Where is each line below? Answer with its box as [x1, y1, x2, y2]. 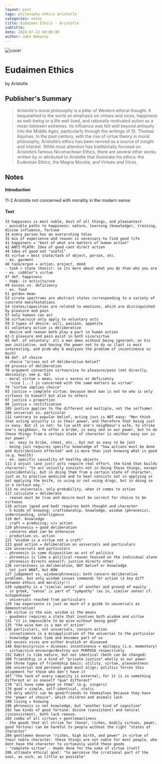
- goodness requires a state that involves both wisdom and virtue [5, 615, 145, 619]
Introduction [5, 186, 31, 192]
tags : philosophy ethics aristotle [5, 12, 77, 17]
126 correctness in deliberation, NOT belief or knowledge [5, 564, 127, 568]
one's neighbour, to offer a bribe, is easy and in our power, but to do [5, 428, 158, 432]
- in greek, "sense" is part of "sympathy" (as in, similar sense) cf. [5, 589, 153, 594]
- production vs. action [5, 533, 55, 539]
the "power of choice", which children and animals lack [5, 695, 123, 700]
